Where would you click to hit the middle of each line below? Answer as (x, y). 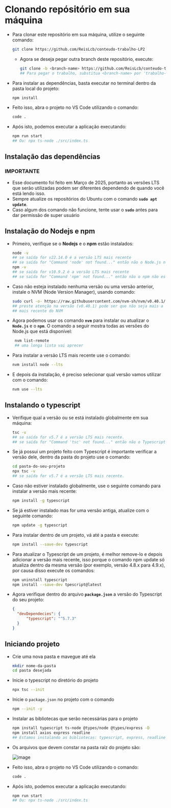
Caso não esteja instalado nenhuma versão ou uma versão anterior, (83, 286)
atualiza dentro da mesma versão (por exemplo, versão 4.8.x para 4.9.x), (89, 565)
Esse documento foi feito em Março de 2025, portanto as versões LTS (86, 182)
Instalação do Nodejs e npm (50, 231)
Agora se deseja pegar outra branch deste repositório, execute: (87, 59)
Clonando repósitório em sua (67, 9)
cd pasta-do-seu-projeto (39, 467)
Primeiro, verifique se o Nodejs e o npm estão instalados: (73, 244)
